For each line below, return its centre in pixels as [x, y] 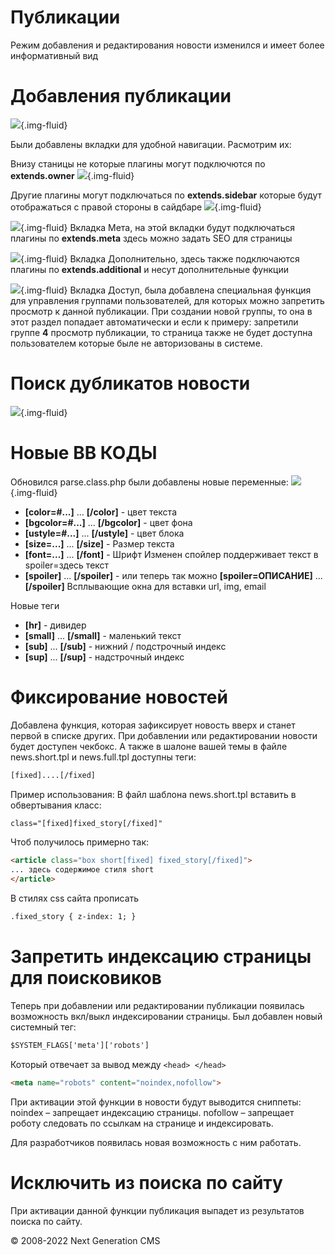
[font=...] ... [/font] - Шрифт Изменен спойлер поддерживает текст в [171, 554]
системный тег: [43, 1027]
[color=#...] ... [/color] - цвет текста [100, 512]
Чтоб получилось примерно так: [80, 842]
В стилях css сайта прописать [75, 898]
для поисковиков [86, 978]
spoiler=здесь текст [67, 565]
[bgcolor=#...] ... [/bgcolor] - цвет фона [108, 522]
